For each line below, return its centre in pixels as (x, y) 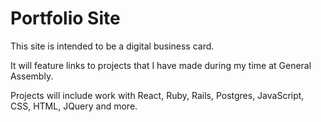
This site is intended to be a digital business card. (112, 46)
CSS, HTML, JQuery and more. (74, 106)
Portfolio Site (65, 18)
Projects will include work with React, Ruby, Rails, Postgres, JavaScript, (157, 95)
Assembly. (32, 76)
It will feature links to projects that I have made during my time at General (161, 65)
